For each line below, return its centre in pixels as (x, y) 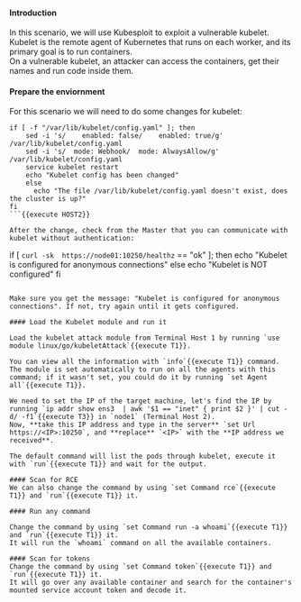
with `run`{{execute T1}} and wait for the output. (108, 464)
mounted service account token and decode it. (98, 590)
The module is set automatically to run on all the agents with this (143, 369)
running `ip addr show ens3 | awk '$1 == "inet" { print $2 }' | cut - (149, 409)
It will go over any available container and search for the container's (151, 583)
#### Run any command (50, 512)
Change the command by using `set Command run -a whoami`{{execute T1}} (149, 527)
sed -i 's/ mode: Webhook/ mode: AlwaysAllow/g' (123, 152)
